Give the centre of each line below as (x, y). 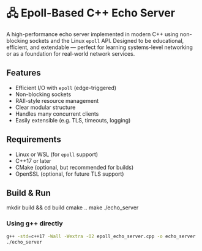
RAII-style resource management (57, 100)
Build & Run (28, 193)
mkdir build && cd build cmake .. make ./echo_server (73, 208)
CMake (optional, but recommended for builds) (74, 167)
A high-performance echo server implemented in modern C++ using (92, 34)
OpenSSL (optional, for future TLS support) (69, 174)
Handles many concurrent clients (57, 114)
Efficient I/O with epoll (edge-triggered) (66, 88)
